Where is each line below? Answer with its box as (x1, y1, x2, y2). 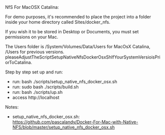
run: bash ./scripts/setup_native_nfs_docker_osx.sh (12, 79, 117, 84)
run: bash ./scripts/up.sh (12, 89, 63, 95)
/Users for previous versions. (5, 49, 64, 55)
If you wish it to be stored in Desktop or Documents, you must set (5, 29, 139, 34)
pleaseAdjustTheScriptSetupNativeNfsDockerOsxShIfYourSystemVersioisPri (5, 54, 161, 60)
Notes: (5, 104, 19, 110)
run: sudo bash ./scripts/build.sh (12, 84, 79, 90)
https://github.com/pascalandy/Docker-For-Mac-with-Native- (12, 119, 139, 125)
